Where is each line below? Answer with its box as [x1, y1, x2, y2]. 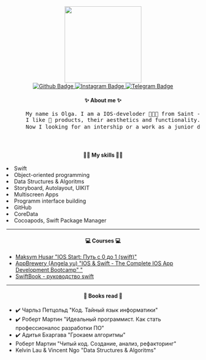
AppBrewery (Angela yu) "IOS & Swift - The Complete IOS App [15, 260, 174, 267]
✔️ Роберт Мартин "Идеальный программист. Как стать [15, 315, 161, 323]
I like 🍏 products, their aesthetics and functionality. [25, 116, 200, 124]
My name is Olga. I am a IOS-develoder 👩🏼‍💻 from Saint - [25, 110, 200, 118]
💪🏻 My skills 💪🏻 [83, 151, 123, 159]
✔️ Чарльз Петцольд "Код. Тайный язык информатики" [15, 306, 158, 313]
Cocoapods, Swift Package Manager [14, 217, 107, 224]
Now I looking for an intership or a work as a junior [25, 124, 194, 130]
